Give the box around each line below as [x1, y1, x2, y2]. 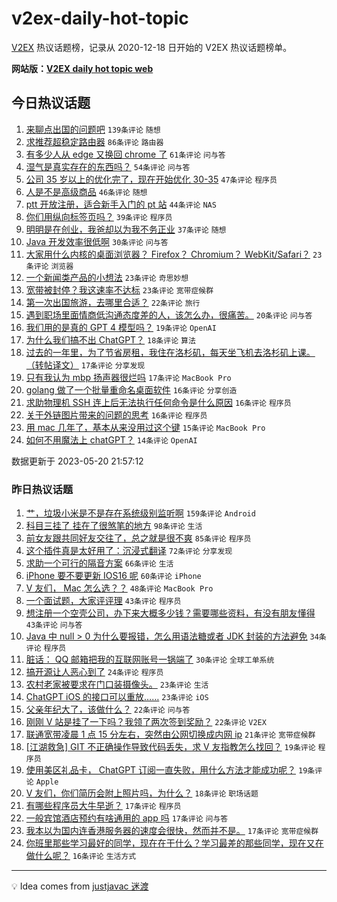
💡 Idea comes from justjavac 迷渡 [11, 880, 149, 892]
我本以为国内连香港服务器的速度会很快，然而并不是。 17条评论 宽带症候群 [25, 825, 319, 837]
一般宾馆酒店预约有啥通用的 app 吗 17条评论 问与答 [25, 812, 229, 824]
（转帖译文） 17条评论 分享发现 [25, 358, 146, 371]
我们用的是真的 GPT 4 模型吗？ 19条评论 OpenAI [25, 321, 217, 333]
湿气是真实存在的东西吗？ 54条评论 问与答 [25, 160, 191, 172]
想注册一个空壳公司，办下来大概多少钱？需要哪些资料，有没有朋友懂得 [25, 607, 316, 619]
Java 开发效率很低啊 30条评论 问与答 [25, 235, 169, 247]
